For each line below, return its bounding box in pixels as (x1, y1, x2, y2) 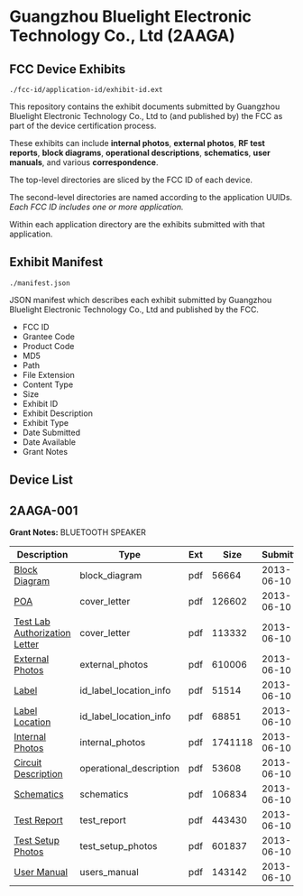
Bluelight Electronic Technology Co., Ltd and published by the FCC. (9, 304, 260, 315)
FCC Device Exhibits (9, 61, 126, 77)
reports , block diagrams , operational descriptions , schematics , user (9, 147, 271, 158)
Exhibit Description (22, 408, 93, 419)
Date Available (22, 436, 77, 448)
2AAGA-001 (9, 503, 78, 518)
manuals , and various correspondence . (9, 157, 159, 168)
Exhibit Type (22, 417, 69, 428)
